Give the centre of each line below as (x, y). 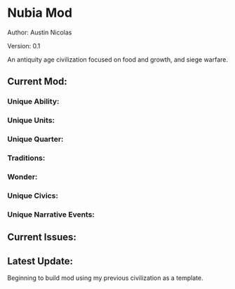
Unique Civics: (33, 196)
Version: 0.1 (24, 46)
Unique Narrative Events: (51, 214)
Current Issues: (42, 237)
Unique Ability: (33, 102)
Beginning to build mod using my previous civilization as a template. (105, 278)
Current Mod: (38, 82)
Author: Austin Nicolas (40, 32)
